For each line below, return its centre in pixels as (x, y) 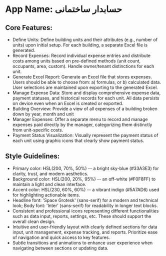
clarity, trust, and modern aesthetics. (50, 173)
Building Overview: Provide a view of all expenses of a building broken (85, 109)
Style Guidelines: (32, 156)
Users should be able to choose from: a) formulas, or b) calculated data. (87, 82)
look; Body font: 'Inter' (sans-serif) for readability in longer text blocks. (85, 205)
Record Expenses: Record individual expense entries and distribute (81, 55)
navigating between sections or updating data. (60, 248)
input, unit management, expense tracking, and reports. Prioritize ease (85, 232)
